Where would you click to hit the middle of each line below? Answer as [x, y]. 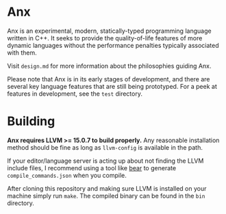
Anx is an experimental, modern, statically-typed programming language [109, 31]
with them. [22, 53]
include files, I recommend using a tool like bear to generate [92, 168]
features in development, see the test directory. [75, 94]
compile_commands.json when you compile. [67, 175]
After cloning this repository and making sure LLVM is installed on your [107, 188]
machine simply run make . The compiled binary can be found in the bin [106, 196]
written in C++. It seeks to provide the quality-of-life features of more [105, 38]
